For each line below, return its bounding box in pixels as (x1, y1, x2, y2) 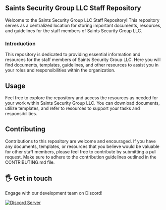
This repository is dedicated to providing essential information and (5, 52, 141, 58)
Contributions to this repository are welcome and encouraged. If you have (5, 138, 156, 144)
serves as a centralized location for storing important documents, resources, (5, 22, 162, 28)
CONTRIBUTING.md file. (5, 159, 55, 165)
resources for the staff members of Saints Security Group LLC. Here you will (5, 57, 161, 63)
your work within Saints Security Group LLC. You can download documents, (5, 100, 160, 106)
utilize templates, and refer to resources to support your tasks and (5, 105, 140, 111)
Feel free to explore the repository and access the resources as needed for (5, 94, 159, 101)
